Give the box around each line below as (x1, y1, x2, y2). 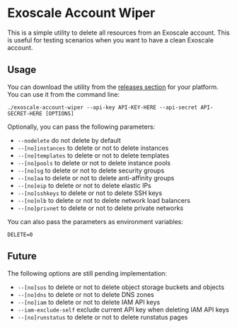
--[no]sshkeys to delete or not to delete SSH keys (17, 189, 163, 197)
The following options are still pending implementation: (7, 269, 168, 277)
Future (7, 250, 37, 262)
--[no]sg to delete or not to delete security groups (17, 166, 165, 175)
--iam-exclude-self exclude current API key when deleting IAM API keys (17, 305, 230, 314)
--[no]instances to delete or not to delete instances (17, 143, 169, 152)
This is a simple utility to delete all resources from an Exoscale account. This (7, 28, 230, 37)
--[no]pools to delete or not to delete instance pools (17, 158, 171, 167)
